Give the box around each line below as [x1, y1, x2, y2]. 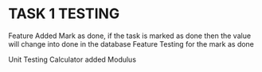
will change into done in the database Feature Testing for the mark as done [8, 39, 255, 48]
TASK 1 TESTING [8, 5, 120, 23]
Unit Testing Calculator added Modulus [8, 55, 137, 64]
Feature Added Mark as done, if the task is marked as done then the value [8, 31, 252, 40]
